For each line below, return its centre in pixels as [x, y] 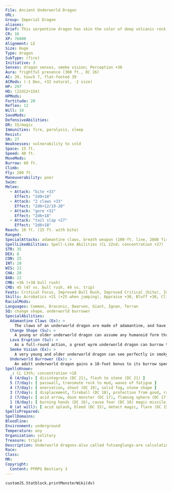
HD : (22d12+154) [23, 91]
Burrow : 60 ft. [21, 163]
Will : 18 [15, 111]
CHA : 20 [14, 273]
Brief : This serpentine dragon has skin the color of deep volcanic [80, 29]
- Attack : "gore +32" [33, 211]
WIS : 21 [14, 268]
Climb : [12, 168]
